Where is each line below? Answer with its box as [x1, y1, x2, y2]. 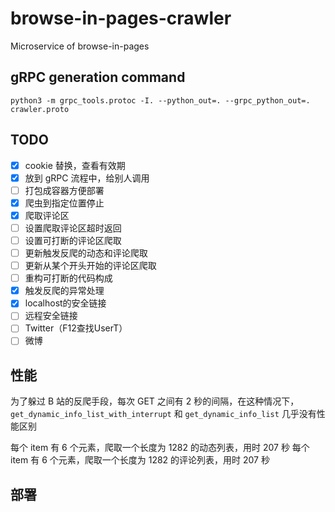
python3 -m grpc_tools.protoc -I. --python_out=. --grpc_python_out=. [10, 95, 311, 106]
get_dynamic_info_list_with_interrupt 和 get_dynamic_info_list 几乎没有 [10, 408, 317, 420]
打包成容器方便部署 [24, 184, 105, 196]
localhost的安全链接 [24, 297, 107, 309]
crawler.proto [10, 104, 70, 114]
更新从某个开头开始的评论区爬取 [24, 260, 157, 272]
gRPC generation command [10, 69, 186, 86]
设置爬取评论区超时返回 [24, 222, 122, 234]
